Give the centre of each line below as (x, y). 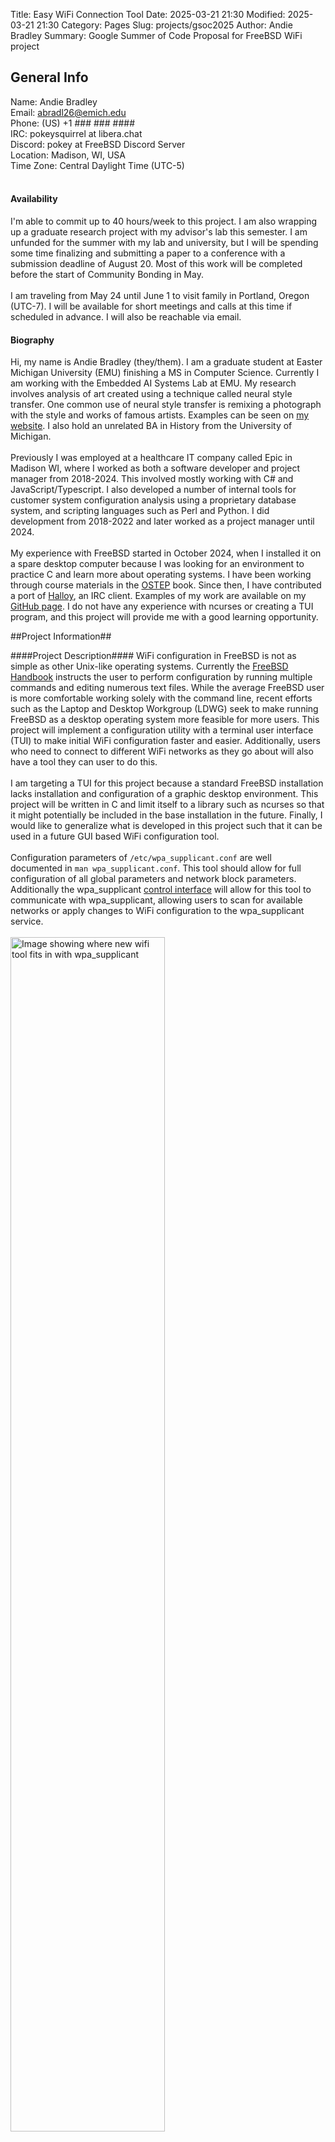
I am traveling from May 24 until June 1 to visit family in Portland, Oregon (160, 296)
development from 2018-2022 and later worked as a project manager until (162, 521)
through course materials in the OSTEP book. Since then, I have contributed (166, 585)
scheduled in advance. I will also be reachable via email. (126, 317)
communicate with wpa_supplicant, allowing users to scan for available (156, 900)
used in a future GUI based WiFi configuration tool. (115, 836)
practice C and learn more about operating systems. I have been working (161, 575)
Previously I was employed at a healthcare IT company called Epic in (151, 458)
